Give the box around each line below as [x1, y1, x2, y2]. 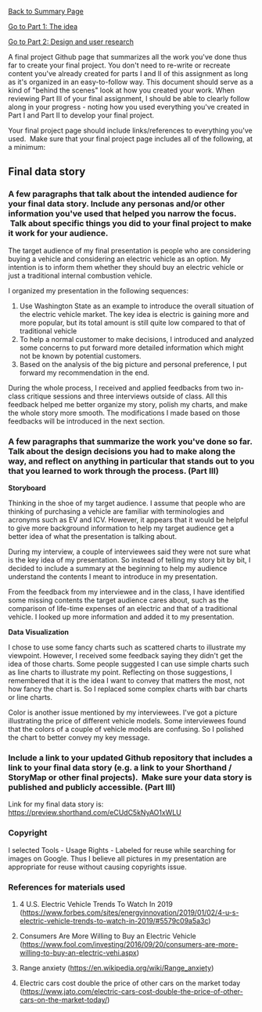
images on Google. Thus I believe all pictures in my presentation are [8, 854, 227, 863]
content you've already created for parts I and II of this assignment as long [8, 69, 249, 78]
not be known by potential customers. [19, 351, 142, 360]
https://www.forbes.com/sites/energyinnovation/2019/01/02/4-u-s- [22, 908, 239, 917]
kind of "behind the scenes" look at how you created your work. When [8, 86, 235, 95]
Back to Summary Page [8, 7, 84, 16]
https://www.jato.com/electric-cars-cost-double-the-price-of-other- [22, 986, 244, 996]
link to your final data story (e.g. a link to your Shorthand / [8, 762, 232, 773]
